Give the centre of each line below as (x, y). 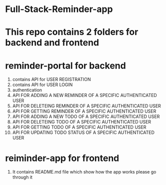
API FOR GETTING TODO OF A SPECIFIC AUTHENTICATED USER (79, 127)
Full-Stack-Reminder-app (59, 9)
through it (22, 177)
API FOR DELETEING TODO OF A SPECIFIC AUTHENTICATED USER (82, 122)
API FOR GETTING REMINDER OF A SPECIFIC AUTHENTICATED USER (84, 111)
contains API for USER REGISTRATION (52, 79)
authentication (27, 90)
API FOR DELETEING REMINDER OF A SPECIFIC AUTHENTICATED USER (86, 106)
